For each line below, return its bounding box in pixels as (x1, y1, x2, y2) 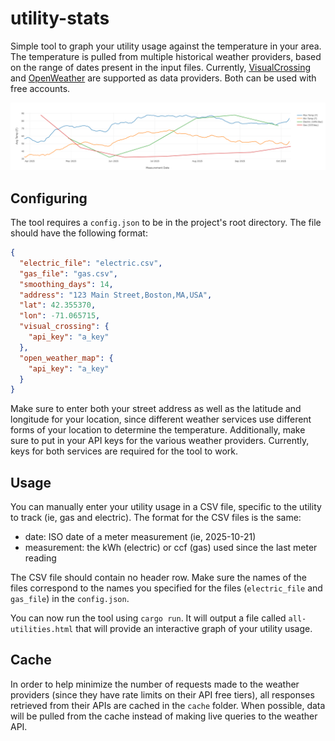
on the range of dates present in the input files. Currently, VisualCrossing (10, 61, 312, 73)
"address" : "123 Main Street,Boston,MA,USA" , (19, 290, 213, 300)
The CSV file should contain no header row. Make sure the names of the (10, 572, 308, 584)
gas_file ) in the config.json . (10, 593, 130, 605)
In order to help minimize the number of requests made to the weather (10, 678, 300, 690)
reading (24, 552, 57, 564)
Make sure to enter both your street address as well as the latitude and (10, 403, 302, 415)
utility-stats (10, 7, 110, 30)
